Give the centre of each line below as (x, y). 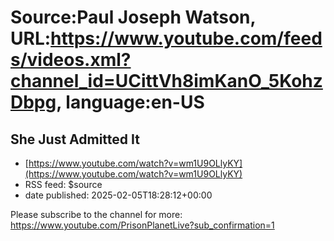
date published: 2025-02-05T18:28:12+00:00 (118, 195)
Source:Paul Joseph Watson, (133, 17)
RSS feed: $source (63, 184)
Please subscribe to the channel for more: (96, 214)
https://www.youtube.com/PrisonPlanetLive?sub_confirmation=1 (142, 225)
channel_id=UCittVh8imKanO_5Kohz (166, 81)
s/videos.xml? (71, 60)
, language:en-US (130, 102)
